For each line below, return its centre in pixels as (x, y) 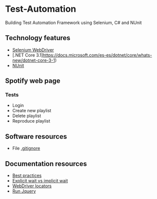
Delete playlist (27, 116)
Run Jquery (24, 191)
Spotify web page (33, 81)
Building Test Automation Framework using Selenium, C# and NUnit (73, 23)
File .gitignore (26, 149)
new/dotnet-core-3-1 (33, 60)
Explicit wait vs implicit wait (40, 181)
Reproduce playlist (31, 121)
